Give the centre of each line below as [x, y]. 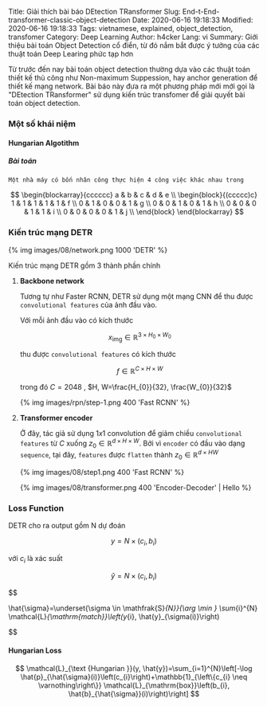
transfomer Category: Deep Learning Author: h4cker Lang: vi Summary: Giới [133, 37]
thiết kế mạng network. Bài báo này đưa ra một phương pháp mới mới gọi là [132, 86]
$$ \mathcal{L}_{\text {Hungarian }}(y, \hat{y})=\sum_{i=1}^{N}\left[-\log [134, 668]
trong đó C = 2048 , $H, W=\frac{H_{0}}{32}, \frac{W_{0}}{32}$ [126, 386]
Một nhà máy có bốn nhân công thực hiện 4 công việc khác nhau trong [126, 180]
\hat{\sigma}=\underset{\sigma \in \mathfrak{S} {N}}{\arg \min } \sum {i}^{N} [133, 608]
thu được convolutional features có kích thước [98, 355]
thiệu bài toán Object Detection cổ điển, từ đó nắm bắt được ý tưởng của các [134, 45]
